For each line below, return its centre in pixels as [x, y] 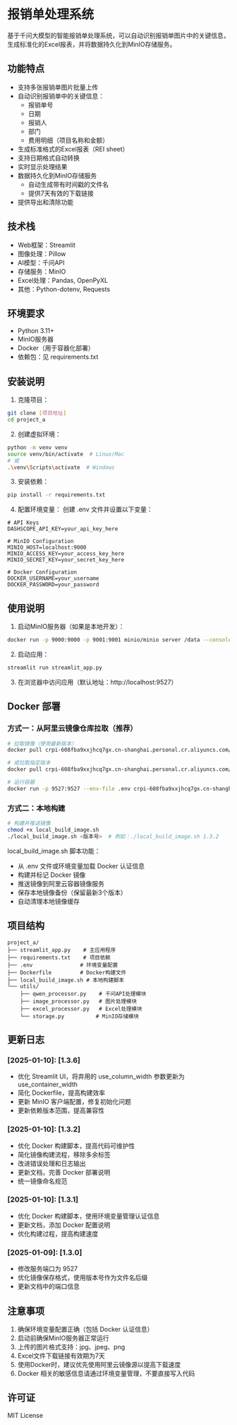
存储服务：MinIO [42, 271]
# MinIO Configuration [41, 542]
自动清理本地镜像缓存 [48, 901]
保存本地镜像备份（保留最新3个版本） [72, 892]
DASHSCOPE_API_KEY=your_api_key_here [63, 529]
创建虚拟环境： [39, 434]
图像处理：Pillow [42, 254]
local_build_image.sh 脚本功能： [54, 851]
